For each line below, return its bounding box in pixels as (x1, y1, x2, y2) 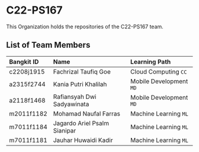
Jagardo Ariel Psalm (53, 119, 110, 127)
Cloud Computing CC (130, 67, 187, 75)
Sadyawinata (53, 100, 89, 108)
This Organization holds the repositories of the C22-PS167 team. (6, 23, 164, 30)
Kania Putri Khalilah (53, 80, 107, 88)
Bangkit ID (9, 57, 39, 65)
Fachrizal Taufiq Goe (53, 67, 111, 75)
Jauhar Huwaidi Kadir (53, 136, 113, 144)
